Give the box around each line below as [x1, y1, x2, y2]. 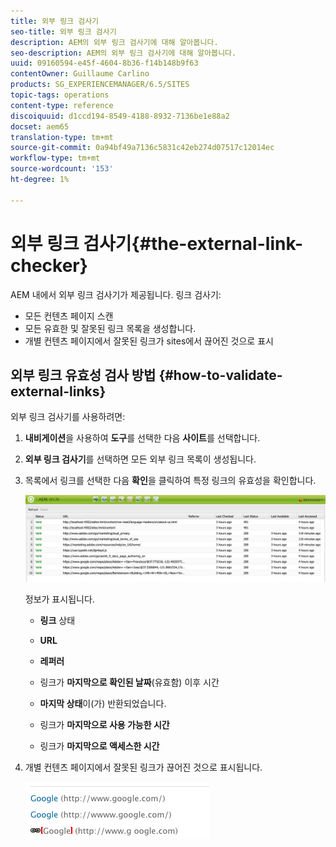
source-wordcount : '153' [10, 164, 114, 174]
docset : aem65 [10, 121, 70, 132]
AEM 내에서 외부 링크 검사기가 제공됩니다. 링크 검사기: [10, 288, 222, 300]
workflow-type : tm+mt [10, 153, 101, 164]
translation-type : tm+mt [10, 132, 114, 142]
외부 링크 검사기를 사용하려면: [10, 411, 126, 423]
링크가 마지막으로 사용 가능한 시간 [39, 719, 170, 731]
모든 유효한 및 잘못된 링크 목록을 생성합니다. [24, 322, 197, 334]
